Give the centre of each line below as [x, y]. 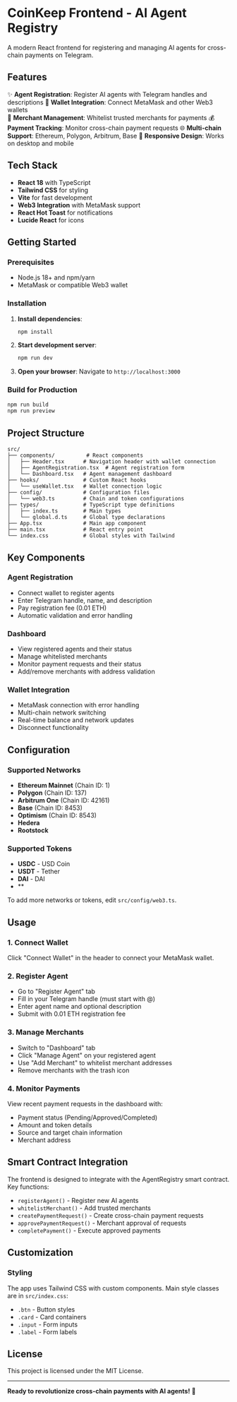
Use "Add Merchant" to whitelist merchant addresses [95, 1062]
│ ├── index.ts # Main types [64, 511]
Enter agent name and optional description [79, 1007]
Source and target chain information [70, 1132]
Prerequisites [31, 262]
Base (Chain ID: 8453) [50, 808]
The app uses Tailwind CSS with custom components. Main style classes [113, 1288]
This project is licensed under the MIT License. [75, 1371]
